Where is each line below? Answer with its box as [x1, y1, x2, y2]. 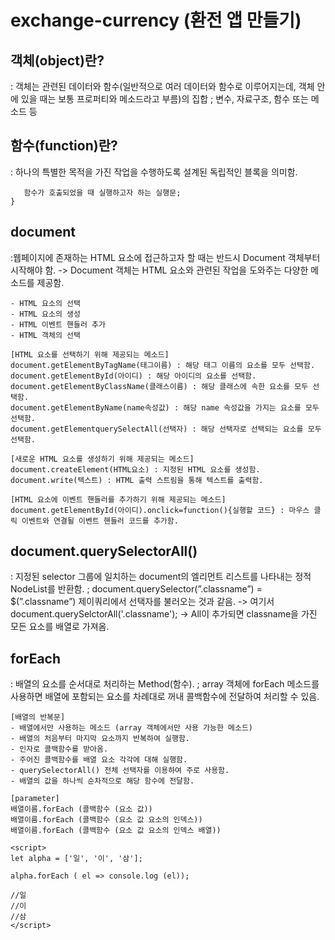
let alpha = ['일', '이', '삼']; [10, 854, 143, 864]
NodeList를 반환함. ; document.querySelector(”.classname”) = [10, 583, 263, 595]
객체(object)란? [10, 52, 105, 69]
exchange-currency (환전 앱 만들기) [10, 9, 302, 32]
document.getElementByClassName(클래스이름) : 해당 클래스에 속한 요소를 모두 [10, 381, 309, 391]
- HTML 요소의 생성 [10, 309, 81, 319]
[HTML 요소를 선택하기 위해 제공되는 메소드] [10, 349, 170, 360]
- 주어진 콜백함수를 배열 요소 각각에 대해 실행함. [10, 755, 188, 765]
